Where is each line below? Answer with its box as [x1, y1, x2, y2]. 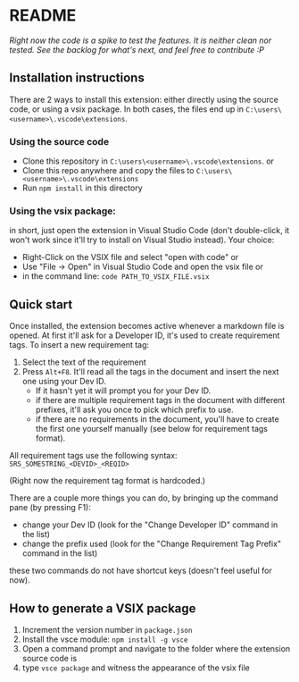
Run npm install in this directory [21, 182, 143, 193]
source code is [21, 653, 78, 663]
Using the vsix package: [9, 205, 116, 217]
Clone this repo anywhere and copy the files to [21, 165, 195, 176]
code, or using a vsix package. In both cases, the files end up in [9, 104, 244, 114]
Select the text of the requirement [21, 357, 147, 367]
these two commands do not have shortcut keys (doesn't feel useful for [9, 565, 272, 577]
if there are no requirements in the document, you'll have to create [35, 414, 279, 425]
